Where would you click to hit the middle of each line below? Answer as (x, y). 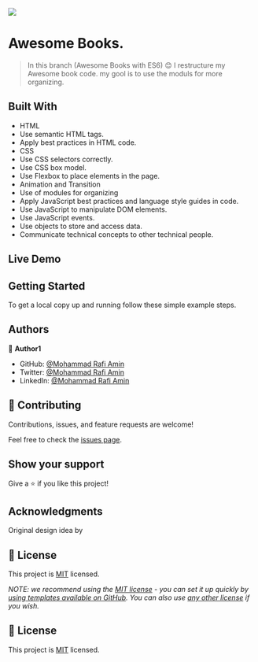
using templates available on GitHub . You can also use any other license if (129, 597)
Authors (29, 329)
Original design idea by (46, 531)
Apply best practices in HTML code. (78, 142)
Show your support (56, 464)
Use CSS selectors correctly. (66, 159)
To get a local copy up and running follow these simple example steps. (122, 305)
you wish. (24, 606)
